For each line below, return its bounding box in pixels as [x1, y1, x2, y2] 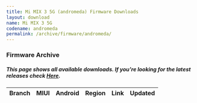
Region [85, 89, 106, 98]
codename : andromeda [6, 25, 58, 32]
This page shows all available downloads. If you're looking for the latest [6, 65, 191, 72]
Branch [9, 89, 31, 98]
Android [55, 89, 80, 98]
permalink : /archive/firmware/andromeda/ [6, 31, 112, 37]
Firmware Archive [6, 51, 60, 59]
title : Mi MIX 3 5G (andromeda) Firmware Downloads [6, 8, 139, 15]
